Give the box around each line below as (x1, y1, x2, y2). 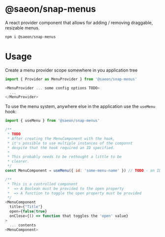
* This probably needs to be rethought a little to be (7, 155, 122, 159)
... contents (9, 222, 36, 228)
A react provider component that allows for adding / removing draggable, (5, 20, 153, 26)
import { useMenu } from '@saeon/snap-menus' (5, 118, 100, 123)
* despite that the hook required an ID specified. (7, 145, 115, 150)
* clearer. (7, 159, 29, 164)
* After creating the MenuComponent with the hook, (7, 136, 115, 141)
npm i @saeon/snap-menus (5, 34, 56, 39)
